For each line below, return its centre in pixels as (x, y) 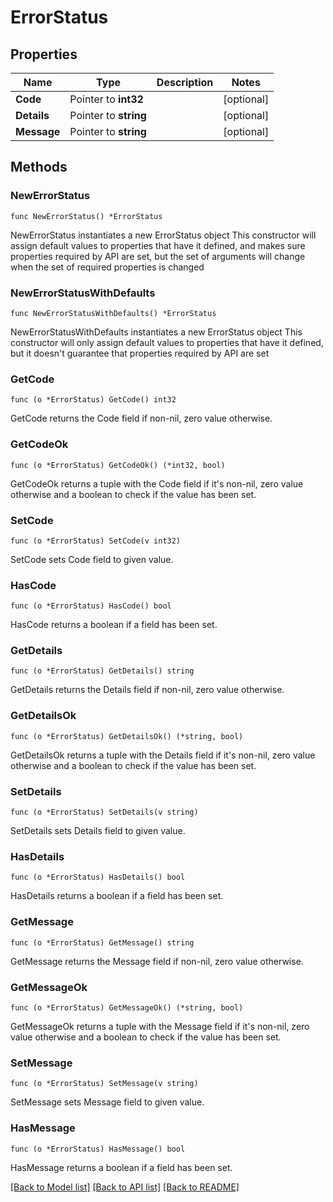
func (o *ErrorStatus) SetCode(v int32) (96, 541)
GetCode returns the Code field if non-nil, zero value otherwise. (141, 418)
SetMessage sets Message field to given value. (107, 1102)
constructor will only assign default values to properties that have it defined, (167, 342)
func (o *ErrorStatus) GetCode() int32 (93, 400)
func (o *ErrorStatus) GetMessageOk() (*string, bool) (127, 1007)
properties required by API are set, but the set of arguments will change (158, 256)
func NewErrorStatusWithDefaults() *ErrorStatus (113, 313)
